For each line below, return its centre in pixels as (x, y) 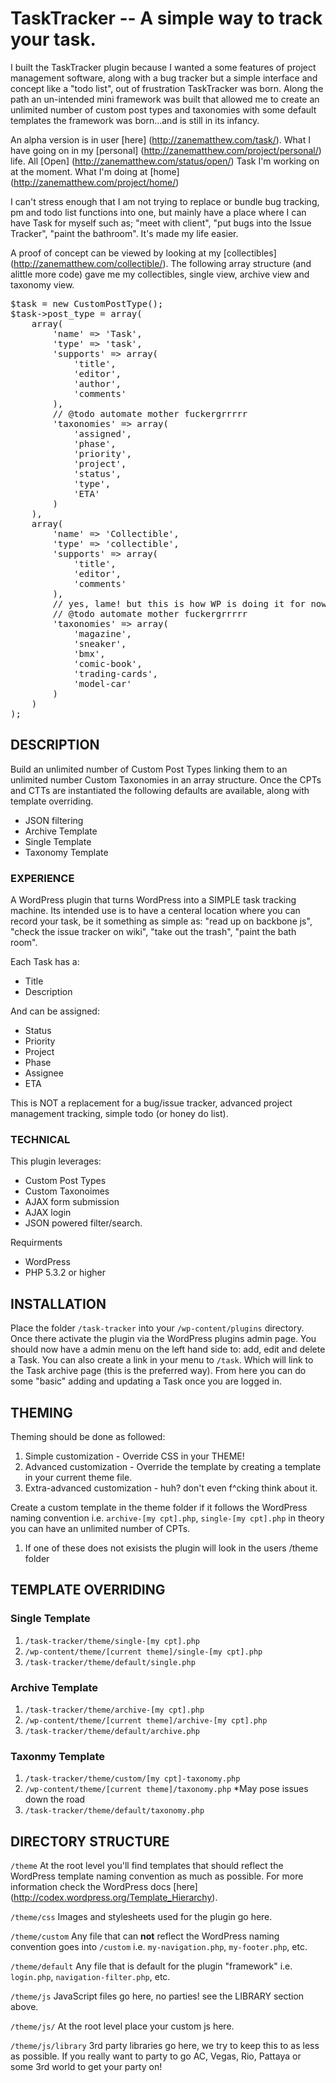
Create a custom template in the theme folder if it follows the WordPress (159, 1507)
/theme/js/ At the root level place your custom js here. (122, 2026)
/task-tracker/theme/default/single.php (110, 1662)
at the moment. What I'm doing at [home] (95, 171)
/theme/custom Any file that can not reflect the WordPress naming (145, 1936)
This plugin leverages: (56, 1161)
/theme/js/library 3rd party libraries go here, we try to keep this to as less (165, 2046)
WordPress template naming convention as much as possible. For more (157, 1876)
